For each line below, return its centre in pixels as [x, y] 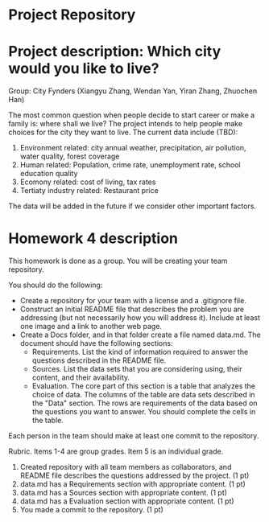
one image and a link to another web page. [91, 327]
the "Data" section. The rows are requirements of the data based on [145, 403]
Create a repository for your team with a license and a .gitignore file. [133, 301]
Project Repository [72, 15]
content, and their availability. [81, 378]
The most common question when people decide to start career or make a [132, 115]
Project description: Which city [115, 52]
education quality [49, 174]
